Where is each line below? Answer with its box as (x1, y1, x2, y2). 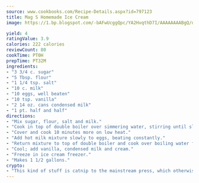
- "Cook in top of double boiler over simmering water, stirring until (6, 124, 187, 130)
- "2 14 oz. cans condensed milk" (6, 102, 92, 108)
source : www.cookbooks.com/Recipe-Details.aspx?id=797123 (6, 8, 152, 15)
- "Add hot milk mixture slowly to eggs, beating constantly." (6, 135, 166, 141)
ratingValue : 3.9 (6, 36, 49, 42)
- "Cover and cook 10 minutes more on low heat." (6, 130, 131, 136)
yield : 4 (6, 30, 28, 36)
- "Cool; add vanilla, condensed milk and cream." (6, 146, 134, 152)
